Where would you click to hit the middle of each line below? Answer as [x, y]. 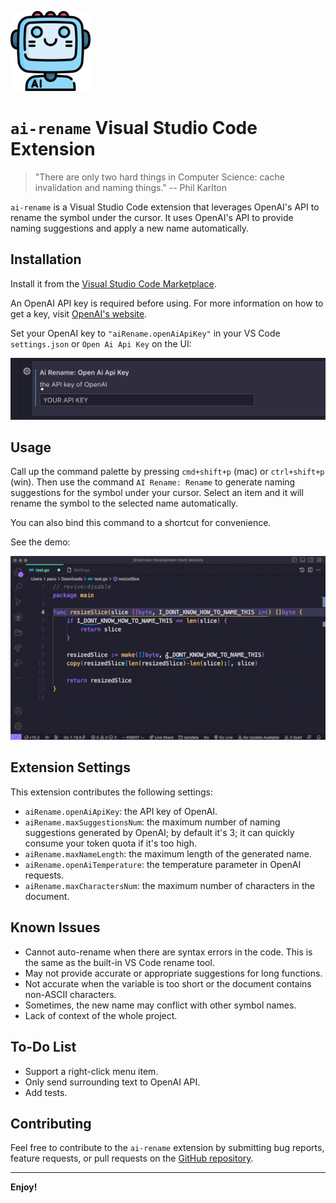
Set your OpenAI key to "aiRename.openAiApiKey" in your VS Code [145, 333]
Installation [46, 259]
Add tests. [46, 1092]
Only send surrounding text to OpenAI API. [112, 1082]
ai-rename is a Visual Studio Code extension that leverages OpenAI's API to [165, 207]
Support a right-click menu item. [91, 1071]
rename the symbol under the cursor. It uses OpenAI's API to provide [152, 217]
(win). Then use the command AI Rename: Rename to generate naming [153, 482]
